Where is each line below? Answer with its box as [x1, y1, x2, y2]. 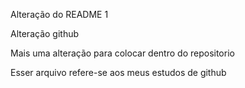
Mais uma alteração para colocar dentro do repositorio [10, 47, 235, 59]
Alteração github [10, 28, 80, 39]
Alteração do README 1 [10, 9, 109, 20]
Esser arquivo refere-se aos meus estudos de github [10, 67, 227, 78]
